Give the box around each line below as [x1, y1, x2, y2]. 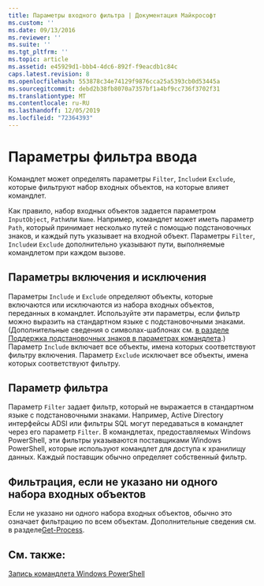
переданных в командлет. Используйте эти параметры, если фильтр [8, 308, 240, 317]
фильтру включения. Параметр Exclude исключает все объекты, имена [8, 350, 249, 359]
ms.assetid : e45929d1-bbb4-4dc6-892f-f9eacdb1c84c [8, 63, 178, 71]
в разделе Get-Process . [8, 525, 85, 535]
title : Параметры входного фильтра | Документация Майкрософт [8, 11, 217, 20]
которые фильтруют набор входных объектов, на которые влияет [8, 182, 229, 191]
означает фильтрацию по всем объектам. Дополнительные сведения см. [8, 517, 256, 526]
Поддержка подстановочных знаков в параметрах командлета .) [8, 333, 226, 343]
